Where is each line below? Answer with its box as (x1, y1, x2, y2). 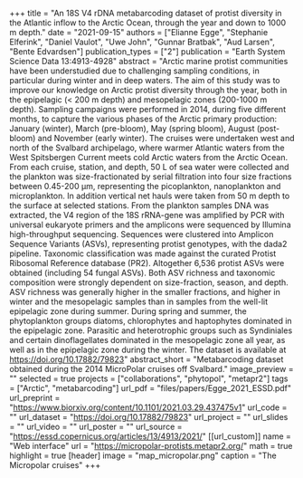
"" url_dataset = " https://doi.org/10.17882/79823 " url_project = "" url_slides (9, 412, 289, 422)
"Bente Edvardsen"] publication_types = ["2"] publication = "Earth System (9, 46, 286, 57)
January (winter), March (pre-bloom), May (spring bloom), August (9, 123, 255, 134)
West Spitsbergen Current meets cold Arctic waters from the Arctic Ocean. (9, 152, 288, 162)
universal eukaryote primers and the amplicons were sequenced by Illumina (9, 219, 291, 230)
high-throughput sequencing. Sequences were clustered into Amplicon (9, 229, 274, 239)
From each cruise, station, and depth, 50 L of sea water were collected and (9, 162, 289, 172)
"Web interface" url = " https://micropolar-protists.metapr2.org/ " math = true (9, 441, 293, 451)
